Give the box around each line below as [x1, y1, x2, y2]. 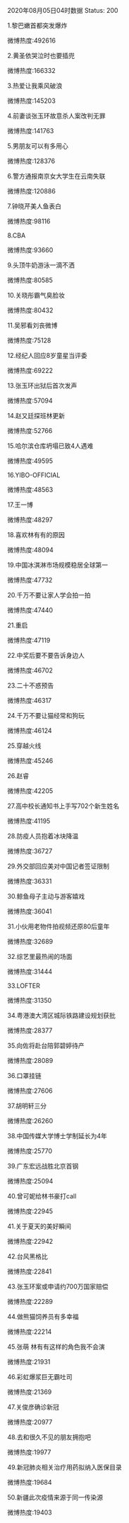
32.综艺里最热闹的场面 [7, 952, 73, 960]
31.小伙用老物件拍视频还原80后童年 [7, 922, 110, 931]
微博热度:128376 [7, 157, 55, 165]
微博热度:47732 [7, 576, 53, 584]
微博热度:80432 [7, 306, 54, 314]
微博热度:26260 [7, 1117, 54, 1125]
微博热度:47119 [7, 636, 51, 644]
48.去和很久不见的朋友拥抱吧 [7, 1433, 92, 1441]
